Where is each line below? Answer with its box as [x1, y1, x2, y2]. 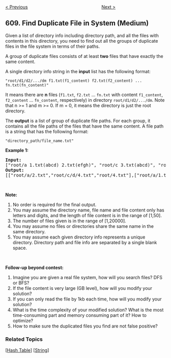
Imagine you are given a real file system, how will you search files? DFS [12, 274, 163, 280]
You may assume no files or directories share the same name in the [12, 223, 154, 229]
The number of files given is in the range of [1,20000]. [12, 218, 126, 224]
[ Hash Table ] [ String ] [5, 347, 49, 353]
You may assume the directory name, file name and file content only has [12, 207, 164, 213]
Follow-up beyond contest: [5, 264, 64, 271]
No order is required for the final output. [12, 201, 97, 207]
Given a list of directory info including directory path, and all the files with [5, 32, 159, 39]
